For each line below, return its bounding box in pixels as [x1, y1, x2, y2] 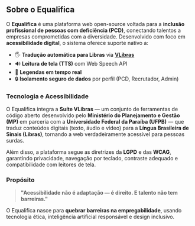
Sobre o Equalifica [6, 5, 75, 15]
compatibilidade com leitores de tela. [6, 161, 96, 168]
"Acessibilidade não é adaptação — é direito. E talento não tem [20, 189, 178, 196]
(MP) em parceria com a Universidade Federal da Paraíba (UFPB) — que [6, 118, 184, 125]
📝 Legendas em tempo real [14, 68, 82, 76]
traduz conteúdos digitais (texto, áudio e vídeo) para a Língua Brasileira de [6, 124, 189, 132]
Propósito [6, 176, 35, 184]
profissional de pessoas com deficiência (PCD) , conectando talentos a [6, 27, 181, 34]
